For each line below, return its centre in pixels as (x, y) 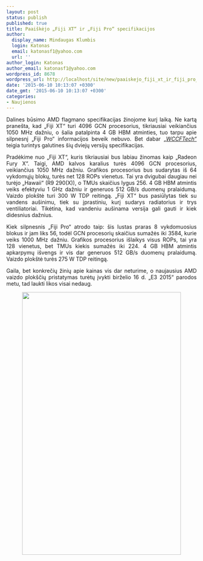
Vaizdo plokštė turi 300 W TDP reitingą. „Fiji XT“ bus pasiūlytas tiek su (101, 195)
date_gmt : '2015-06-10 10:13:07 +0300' (56, 91)
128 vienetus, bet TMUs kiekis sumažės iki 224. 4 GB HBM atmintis (101, 246)
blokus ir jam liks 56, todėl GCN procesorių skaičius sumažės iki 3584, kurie (101, 233)
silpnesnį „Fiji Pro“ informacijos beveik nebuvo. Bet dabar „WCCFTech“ (101, 139)
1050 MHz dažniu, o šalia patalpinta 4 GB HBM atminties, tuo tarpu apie (101, 132)
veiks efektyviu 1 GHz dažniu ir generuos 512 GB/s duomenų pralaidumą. (101, 189)
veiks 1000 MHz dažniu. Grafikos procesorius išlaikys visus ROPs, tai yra (101, 240)
